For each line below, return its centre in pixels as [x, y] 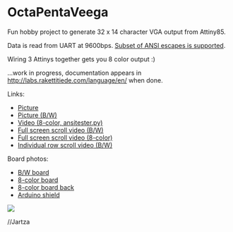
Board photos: [28, 159]
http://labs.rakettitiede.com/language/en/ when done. [85, 80]
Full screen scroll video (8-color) [65, 138]
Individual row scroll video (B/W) [65, 145]
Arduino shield [38, 195]
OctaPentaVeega [58, 12]
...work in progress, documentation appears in [74, 73]
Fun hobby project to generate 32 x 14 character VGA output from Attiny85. [116, 32]
